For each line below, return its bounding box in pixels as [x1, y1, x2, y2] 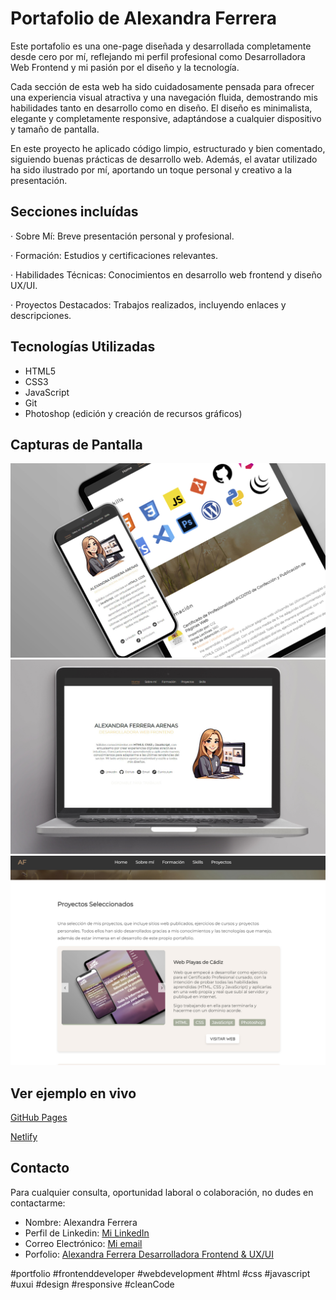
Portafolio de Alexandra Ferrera [10, 7, 277, 30]
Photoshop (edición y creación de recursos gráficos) [24, 407, 243, 419]
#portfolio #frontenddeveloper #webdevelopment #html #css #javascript [10, 1267, 311, 1279]
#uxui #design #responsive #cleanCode [10, 1278, 175, 1290]
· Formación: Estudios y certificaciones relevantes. [10, 249, 219, 261]
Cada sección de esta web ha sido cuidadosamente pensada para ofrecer [10, 80, 315, 92]
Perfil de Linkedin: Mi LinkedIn [24, 1227, 150, 1239]
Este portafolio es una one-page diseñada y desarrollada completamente [10, 40, 312, 52]
